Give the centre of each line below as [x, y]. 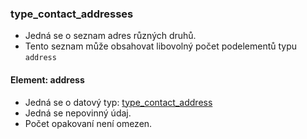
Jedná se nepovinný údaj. [78, 113]
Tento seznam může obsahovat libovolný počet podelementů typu [161, 46]
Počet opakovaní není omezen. [88, 123]
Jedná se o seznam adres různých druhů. [110, 36]
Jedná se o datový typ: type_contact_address [118, 102]
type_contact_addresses [72, 14]
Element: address [47, 79]
